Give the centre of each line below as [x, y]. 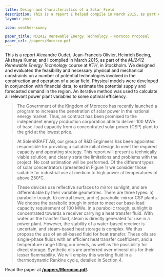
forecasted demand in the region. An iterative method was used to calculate [81, 91]
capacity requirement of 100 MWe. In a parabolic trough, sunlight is [85, 208]
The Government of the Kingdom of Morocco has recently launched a [87, 106]
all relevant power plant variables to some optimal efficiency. [66, 96]
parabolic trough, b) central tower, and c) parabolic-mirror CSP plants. [87, 198]
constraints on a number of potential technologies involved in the [70, 76]
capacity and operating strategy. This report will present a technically [87, 152]
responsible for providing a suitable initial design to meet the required [87, 147]
